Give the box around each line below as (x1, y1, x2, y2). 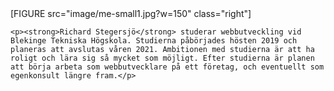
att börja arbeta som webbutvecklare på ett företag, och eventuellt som (10, 62, 325, 72)
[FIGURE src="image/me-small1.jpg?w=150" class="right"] (10, 8, 252, 19)
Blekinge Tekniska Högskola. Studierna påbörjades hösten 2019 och (10, 36, 298, 46)
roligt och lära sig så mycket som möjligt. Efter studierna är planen (10, 53, 315, 63)
